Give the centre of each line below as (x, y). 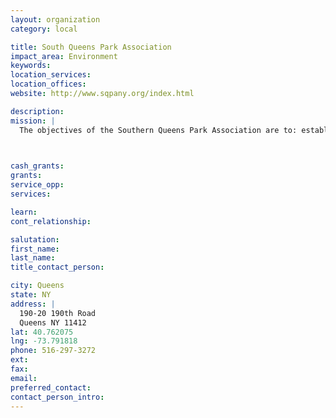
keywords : (31, 66)
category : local (44, 29)
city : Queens (37, 286)
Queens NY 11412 (53, 322)
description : (37, 111)
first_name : (35, 249)
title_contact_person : (57, 267)
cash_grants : (37, 166)
